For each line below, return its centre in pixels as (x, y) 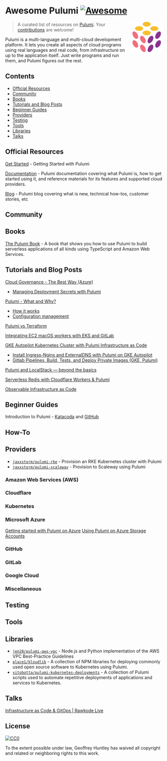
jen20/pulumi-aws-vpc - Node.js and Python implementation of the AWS (86, 651)
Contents (20, 77)
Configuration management (41, 316)
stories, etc (17, 199)
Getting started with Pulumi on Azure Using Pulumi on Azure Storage (76, 531)
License (18, 726)
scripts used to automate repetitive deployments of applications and (82, 677)
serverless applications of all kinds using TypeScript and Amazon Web (78, 249)
